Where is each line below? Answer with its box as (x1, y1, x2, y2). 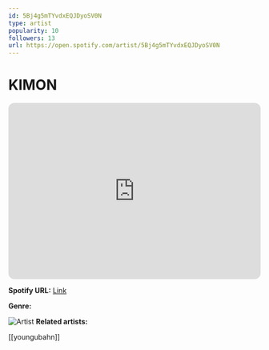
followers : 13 (8, 34, 56, 42)
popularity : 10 (8, 26, 59, 34)
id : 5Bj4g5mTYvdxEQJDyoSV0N (8, 11, 102, 20)
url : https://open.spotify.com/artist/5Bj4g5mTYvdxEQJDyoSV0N (8, 42, 220, 50)
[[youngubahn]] (8, 332, 60, 342)
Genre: (8, 301, 32, 311)
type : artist (8, 19, 52, 27)
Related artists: (35, 317, 88, 327)
